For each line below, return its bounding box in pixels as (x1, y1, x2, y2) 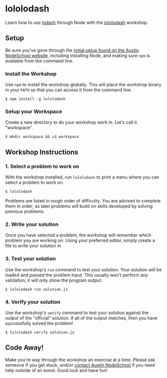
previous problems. (5, 208, 45, 214)
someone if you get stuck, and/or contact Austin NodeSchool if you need (5, 362, 156, 368)
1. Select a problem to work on (5, 163, 80, 170)
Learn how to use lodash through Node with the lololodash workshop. (5, 19, 149, 25)
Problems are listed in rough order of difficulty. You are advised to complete (5, 198, 161, 204)
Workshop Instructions (5, 148, 79, 156)
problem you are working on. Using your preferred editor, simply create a (5, 237, 156, 243)
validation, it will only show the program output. (5, 277, 103, 283)
